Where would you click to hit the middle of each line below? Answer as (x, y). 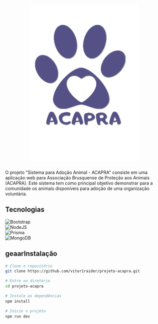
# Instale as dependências (33, 296)
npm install (18, 301)
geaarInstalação (31, 254)
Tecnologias (25, 210)
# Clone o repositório (29, 266)
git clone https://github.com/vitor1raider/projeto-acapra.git (73, 271)
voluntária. (16, 193)
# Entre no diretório (28, 281)
